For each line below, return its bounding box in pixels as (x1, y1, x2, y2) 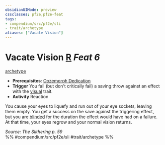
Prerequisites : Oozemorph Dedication (12, 77, 91, 83)
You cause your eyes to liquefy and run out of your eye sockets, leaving (5, 103, 152, 109)
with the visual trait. (12, 88, 53, 94)
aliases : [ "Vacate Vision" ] (5, 30, 64, 35)
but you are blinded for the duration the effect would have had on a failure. (5, 114, 158, 120)
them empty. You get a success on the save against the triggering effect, (5, 108, 154, 114)
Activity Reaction (12, 93, 49, 99)
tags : (5, 16, 16, 21)
